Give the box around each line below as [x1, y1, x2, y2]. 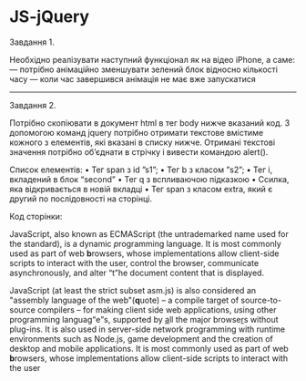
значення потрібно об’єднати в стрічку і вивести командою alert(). [9, 146, 269, 157]
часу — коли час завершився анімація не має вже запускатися [9, 73, 257, 84]
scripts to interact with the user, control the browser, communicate [9, 257, 260, 268]
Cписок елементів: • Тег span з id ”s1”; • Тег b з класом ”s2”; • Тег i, [9, 164, 273, 175]
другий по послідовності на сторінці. [9, 193, 153, 204]
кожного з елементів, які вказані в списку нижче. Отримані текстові [9, 137, 276, 148]
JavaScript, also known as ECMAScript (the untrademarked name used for [9, 228, 289, 239]
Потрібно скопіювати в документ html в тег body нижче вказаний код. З [9, 117, 291, 129]
